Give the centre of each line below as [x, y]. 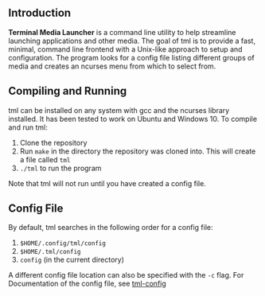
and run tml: [28, 127]
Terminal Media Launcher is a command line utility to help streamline [122, 32]
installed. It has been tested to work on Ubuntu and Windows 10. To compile [132, 119]
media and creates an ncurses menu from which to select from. [112, 66]
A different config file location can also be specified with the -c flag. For [126, 275]
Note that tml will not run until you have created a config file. [107, 183]
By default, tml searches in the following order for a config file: [111, 228]
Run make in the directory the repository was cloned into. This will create [138, 151]
